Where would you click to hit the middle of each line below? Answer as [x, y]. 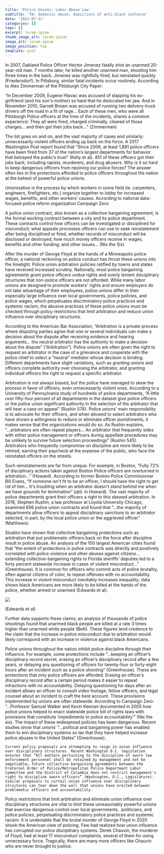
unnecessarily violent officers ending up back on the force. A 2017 [72, 141]
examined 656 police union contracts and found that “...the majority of [76, 507]
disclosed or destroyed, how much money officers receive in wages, [74, 239]
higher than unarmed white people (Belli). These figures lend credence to [79, 629]
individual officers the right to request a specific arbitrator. [64, 373]
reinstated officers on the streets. [39, 456]
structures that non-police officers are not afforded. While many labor [75, 280]
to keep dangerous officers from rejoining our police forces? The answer [78, 167]
